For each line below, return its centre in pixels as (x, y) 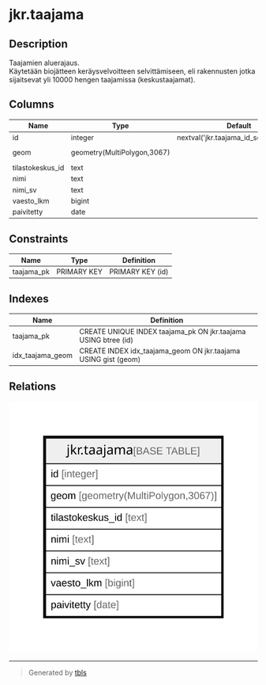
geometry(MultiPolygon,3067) (120, 153)
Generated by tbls (58, 672)
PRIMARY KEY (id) (139, 272)
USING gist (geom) (110, 360)
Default (239, 126)
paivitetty (28, 212)
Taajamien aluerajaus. (44, 63)
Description (38, 44)
